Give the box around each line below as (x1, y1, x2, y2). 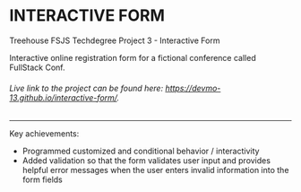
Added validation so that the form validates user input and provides (21, 155, 271, 166)
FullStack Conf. (9, 62, 65, 73)
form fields (21, 174, 63, 185)
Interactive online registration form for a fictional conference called (9, 52, 257, 63)
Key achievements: (9, 128, 80, 139)
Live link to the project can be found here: (9, 83, 164, 93)
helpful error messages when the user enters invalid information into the (21, 165, 289, 176)
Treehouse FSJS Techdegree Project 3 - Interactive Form (9, 35, 220, 46)
